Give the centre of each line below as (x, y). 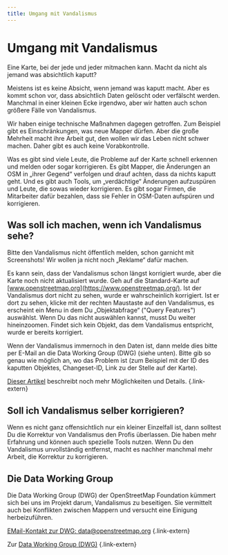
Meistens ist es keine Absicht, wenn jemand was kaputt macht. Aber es (108, 88)
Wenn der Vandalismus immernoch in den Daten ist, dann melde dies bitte (112, 346)
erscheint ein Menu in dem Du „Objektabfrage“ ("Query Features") (101, 310)
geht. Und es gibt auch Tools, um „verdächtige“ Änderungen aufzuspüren (112, 181)
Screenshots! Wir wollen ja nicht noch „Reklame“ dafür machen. (98, 260)
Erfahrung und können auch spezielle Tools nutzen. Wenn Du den (101, 442)
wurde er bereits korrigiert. (46, 332)
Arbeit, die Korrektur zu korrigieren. (58, 457)
